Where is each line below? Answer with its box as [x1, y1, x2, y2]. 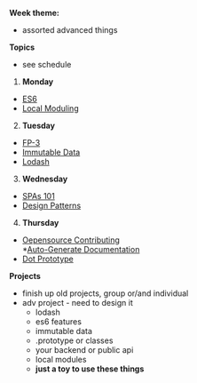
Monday [21, 76, 54, 87]
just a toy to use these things [35, 363, 145, 374]
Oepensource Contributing [21, 235, 120, 245]
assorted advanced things [21, 25, 118, 35]
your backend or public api [35, 345, 134, 355]
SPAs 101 [21, 191, 55, 201]
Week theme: [9, 8, 59, 18]
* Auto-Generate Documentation [21, 244, 140, 254]
